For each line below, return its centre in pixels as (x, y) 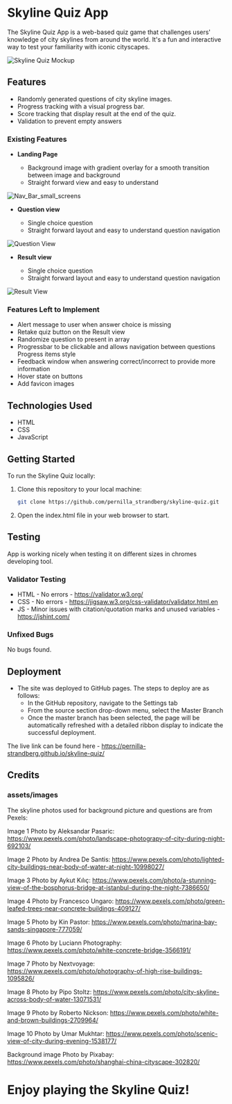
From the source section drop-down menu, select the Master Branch (125, 711)
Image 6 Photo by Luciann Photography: (65, 943)
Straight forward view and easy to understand (93, 183)
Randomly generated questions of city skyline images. (95, 99)
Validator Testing (37, 579)
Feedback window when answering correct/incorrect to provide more (116, 362)
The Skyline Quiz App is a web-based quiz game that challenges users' (109, 32)
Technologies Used (50, 406)
